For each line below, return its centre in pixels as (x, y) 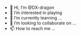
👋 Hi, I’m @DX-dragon (32, 8)
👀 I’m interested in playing (36, 13)
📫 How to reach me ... (32, 28)
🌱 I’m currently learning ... (36, 18)
